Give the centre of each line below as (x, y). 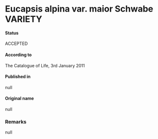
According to (18, 55)
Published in (18, 77)
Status (12, 33)
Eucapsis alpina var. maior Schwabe (79, 9)
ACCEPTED (16, 44)
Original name (19, 98)
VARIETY (24, 19)
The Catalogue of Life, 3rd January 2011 (45, 65)
